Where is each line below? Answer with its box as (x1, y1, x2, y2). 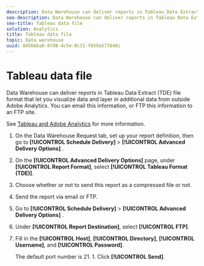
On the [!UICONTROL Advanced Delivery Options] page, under (15, 156, 175, 164)
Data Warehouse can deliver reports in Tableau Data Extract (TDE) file (6, 89, 181, 96)
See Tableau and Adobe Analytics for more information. (6, 120, 146, 128)
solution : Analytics (6, 26, 59, 32)
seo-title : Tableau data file (6, 20, 83, 26)
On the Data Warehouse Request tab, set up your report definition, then (15, 132, 194, 139)
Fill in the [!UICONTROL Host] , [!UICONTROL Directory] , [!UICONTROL (15, 234, 195, 242)
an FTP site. (6, 108, 36, 115)
